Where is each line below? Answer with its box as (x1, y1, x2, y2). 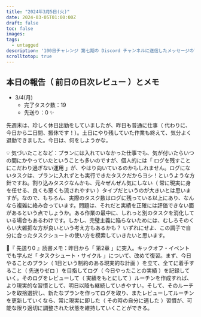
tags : (6, 37, 20, 43)
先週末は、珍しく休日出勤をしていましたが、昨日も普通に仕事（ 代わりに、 (6, 122, 191, 129)
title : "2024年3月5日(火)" (6, 8, 70, 15)
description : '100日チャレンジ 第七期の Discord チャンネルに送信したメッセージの (6, 48, 194, 54)
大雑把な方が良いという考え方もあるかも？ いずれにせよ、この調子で (16, 224, 186, 231)
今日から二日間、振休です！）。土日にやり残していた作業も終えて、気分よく (6, 129, 192, 137)
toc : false (6, 25, 33, 32)
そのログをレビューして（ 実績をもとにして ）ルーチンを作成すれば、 (22, 274, 193, 282)
